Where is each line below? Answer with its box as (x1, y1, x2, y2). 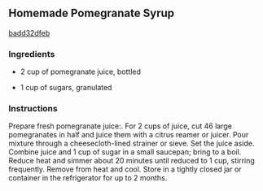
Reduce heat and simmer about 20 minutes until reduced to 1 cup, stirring (8, 156, 255, 166)
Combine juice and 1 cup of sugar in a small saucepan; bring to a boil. (8, 147, 242, 157)
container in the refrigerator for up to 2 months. (8, 173, 168, 183)
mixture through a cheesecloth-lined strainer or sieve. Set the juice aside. (8, 138, 255, 149)
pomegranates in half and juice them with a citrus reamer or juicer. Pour (8, 130, 249, 140)
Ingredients (8, 48, 55, 59)
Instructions (8, 103, 59, 115)
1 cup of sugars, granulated (20, 83, 112, 93)
